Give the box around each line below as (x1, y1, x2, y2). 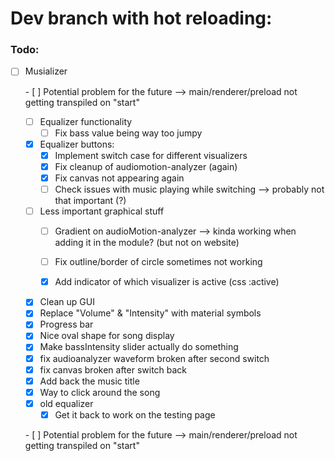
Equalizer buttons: (39, 138, 115, 150)
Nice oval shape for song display (39, 330, 175, 342)
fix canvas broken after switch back (39, 363, 188, 376)
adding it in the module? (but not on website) (54, 237, 240, 249)
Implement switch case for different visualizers (54, 149, 248, 161)
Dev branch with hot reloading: (10, 7, 273, 30)
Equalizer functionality (39, 115, 133, 127)
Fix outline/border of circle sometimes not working (54, 256, 263, 268)
